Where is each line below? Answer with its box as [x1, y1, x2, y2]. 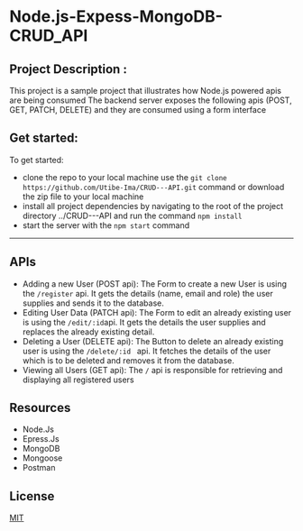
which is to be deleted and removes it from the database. [22, 354, 234, 366]
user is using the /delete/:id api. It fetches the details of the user [22, 345, 271, 356]
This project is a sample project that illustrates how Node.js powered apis [9, 86, 282, 96]
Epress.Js [22, 434, 60, 444]
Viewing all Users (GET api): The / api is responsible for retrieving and [22, 364, 283, 375]
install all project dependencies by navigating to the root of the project [22, 200, 284, 211]
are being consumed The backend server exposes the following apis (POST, [9, 95, 292, 105]
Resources [9, 400, 71, 416]
